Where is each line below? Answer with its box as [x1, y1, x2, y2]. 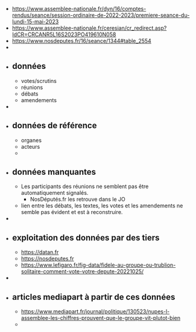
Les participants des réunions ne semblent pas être [21, 183, 149, 190]
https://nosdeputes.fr [21, 255, 74, 262]
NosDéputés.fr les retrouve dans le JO [30, 196, 125, 203]
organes [21, 136, 42, 144]
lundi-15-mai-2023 [11, 18, 59, 25]
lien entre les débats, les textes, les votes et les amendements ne [21, 202, 183, 209]
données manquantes [11, 167, 96, 177]
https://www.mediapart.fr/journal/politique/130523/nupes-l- [21, 308, 170, 315]
